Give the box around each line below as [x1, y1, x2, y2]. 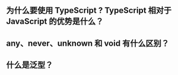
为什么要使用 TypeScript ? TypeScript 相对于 [6, 5, 172, 16]
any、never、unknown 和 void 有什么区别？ [6, 38, 169, 48]
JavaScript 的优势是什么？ [6, 16, 104, 26]
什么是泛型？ [6, 60, 53, 70]
